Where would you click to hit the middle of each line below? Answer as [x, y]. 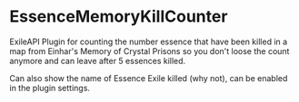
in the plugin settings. [50, 88]
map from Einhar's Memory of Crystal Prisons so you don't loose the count [149, 51]
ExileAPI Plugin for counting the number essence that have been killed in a [149, 42]
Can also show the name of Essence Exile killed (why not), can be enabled [149, 78]
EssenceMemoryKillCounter [119, 17]
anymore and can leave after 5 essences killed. [98, 60]
